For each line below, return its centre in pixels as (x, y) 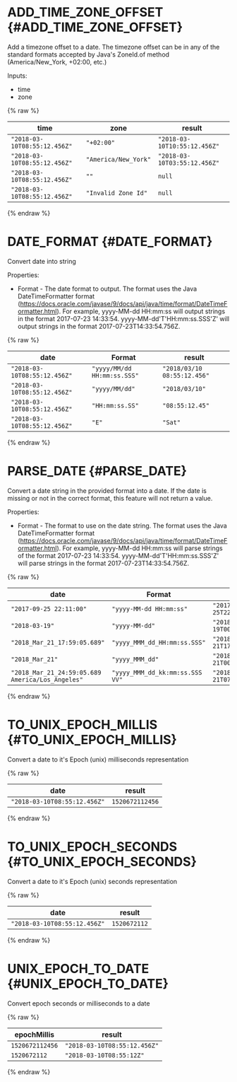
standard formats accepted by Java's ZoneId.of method (89, 54)
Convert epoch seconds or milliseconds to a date (79, 1003)
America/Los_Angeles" (47, 679)
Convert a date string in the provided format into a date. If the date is (107, 490)
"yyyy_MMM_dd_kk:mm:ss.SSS (157, 672)
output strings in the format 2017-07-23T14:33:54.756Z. (99, 326)
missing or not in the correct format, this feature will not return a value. (110, 498)
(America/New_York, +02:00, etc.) (57, 62)
